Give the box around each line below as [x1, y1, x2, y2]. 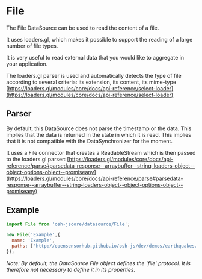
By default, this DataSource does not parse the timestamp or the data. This [6, 125, 192, 132]
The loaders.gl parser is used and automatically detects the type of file [6, 72, 182, 79]
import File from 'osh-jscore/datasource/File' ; [6, 221, 130, 227]
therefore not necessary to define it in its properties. [6, 266, 136, 273]
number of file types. [6, 42, 58, 49]
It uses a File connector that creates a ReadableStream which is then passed [6, 149, 196, 156]
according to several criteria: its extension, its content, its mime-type [6, 78, 176, 86]
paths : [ [11, 243, 34, 249]
